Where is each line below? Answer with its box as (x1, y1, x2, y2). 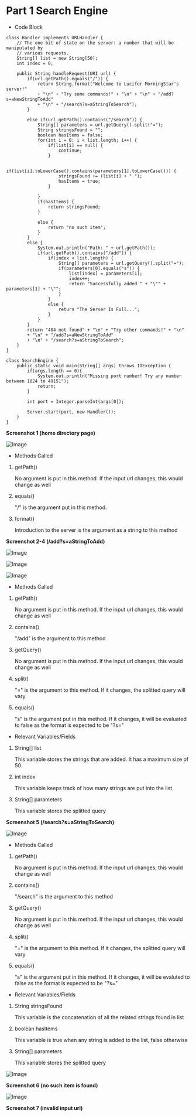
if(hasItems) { (37, 199, 75, 204)
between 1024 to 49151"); (6, 378, 69, 384)
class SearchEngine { (6, 357, 59, 364)
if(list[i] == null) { (47, 142, 104, 148)
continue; (58, 148, 82, 153)
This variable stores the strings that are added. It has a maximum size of (14, 756, 189, 763)
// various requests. (16, 50, 69, 56)
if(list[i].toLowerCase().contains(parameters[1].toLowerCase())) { (6, 168, 177, 174)
